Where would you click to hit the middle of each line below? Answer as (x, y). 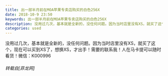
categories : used (23, 28)
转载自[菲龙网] (20, 68)
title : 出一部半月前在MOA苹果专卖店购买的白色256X (52, 10)
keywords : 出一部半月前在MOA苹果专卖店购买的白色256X (56, 19)
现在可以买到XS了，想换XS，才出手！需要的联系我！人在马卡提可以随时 (87, 49)
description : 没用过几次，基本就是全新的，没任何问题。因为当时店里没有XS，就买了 (81, 24)
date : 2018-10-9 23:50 (29, 14)
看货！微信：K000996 (28, 56)
